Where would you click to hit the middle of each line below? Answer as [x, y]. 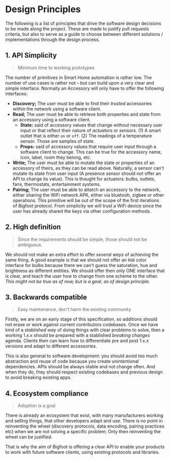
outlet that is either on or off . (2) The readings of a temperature [86, 136]
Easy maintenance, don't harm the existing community [74, 310]
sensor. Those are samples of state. [57, 141]
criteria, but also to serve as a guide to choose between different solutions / [84, 34]
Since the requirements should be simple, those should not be [82, 239]
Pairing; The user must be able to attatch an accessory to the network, [87, 189]
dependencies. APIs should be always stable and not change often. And [80, 367]
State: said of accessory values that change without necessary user [91, 125]
